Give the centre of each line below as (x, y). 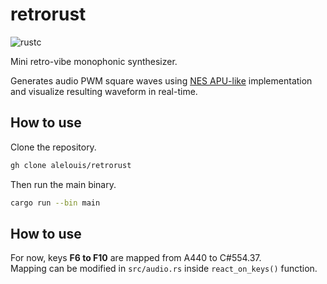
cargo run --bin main (55, 203)
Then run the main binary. (63, 184)
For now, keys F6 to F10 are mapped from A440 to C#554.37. (136, 258)
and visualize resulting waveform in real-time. (104, 91)
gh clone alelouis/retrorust (71, 165)
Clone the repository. (53, 147)
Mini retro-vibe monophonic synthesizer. (94, 61)
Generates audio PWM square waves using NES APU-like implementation (161, 80)
